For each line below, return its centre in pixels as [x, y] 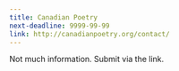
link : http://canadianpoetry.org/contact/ [89, 34]
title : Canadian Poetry [54, 17]
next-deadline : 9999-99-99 [60, 26]
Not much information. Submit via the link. [87, 59]
